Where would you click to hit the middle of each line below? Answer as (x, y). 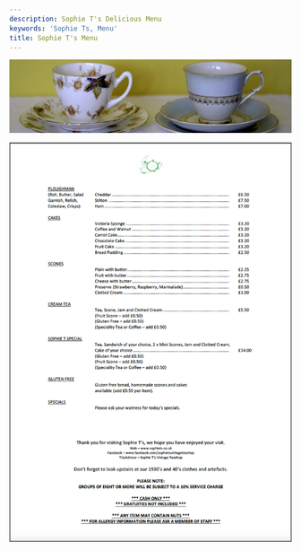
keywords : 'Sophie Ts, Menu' (64, 28)
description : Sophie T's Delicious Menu (86, 19)
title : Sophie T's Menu (54, 38)
